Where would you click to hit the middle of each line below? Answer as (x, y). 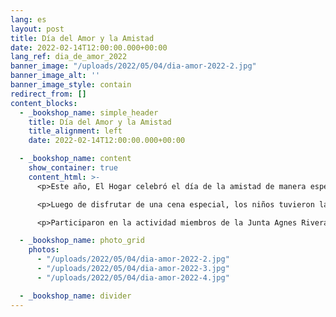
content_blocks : (44, 103)
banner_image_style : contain (71, 85)
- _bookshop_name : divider (75, 296)
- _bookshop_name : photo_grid (82, 241)
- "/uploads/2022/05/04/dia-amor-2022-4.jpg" (133, 277)
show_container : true (73, 168)
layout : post (37, 29)
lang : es (28, 19)
